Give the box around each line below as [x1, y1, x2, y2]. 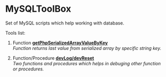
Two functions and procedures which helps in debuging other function [12, 60, 161, 66]
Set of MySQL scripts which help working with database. [5, 20, 125, 26]
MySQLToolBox [5, 3, 71, 15]
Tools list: [5, 30, 25, 36]
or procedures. [12, 66, 44, 72]
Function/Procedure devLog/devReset [12, 55, 94, 61]
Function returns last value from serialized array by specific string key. [12, 45, 161, 51]
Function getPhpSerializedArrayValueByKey [12, 39, 108, 46]
